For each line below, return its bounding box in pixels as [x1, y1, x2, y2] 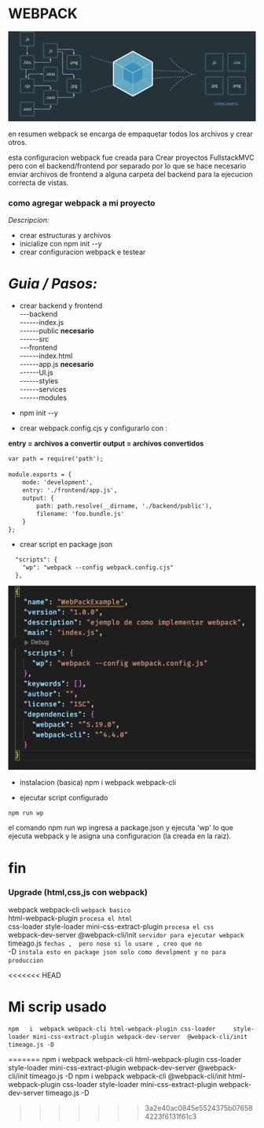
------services [19, 385, 67, 394]
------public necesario [19, 326, 94, 335]
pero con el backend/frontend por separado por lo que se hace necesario [8, 161, 247, 170]
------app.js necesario [19, 360, 94, 369]
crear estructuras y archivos [19, 231, 112, 240]
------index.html [19, 351, 73, 361]
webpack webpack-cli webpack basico [8, 904, 131, 914]
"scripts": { [15, 556, 58, 564]
